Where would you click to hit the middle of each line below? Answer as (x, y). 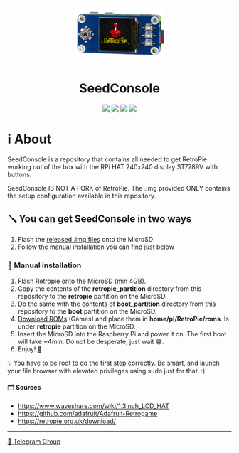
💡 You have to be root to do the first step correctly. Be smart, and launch (113, 363)
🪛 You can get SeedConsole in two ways (100, 219)
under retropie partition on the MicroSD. (77, 326)
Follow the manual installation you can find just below (96, 247)
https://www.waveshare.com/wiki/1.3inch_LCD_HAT (93, 406)
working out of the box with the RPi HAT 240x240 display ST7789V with (113, 166)
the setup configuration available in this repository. (82, 196)
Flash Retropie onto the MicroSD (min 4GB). (82, 281)
